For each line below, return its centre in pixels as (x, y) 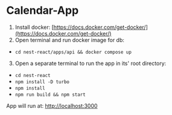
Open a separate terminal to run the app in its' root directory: (91, 63)
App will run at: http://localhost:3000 (52, 105)
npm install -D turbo (42, 82)
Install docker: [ (34, 27)
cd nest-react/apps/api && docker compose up (73, 52)
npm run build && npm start (50, 95)
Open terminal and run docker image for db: (70, 40)
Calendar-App (43, 11)
